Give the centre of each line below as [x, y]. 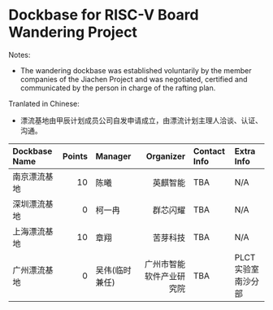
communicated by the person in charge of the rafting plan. [118, 88]
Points [75, 156]
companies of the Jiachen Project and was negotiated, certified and [134, 79]
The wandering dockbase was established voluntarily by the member [136, 70]
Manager [113, 156]
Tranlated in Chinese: [44, 103]
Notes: [19, 55]
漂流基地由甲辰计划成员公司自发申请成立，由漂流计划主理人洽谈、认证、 [141, 120]
